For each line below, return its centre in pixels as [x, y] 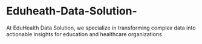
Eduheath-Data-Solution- [72, 11]
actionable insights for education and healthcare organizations [84, 34]
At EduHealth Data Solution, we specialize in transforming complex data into [101, 28]
